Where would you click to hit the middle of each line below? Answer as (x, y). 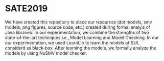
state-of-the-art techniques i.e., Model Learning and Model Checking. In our (82, 38)
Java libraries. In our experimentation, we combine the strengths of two (77, 32)
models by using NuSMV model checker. (46, 53)
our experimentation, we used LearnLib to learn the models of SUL (72, 42)
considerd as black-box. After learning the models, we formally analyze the (81, 48)
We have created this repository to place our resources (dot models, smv (79, 22)
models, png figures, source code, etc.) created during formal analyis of (78, 27)
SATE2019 (26, 9)
